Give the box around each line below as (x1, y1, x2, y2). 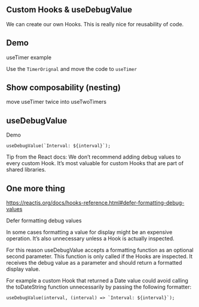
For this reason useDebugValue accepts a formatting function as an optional (6, 247, 194, 254)
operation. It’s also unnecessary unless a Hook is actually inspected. (6, 235, 174, 242)
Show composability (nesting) (6, 83, 121, 93)
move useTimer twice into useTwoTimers (6, 98, 106, 106)
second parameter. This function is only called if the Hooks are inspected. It (6, 253, 193, 260)
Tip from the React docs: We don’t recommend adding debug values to (6, 153, 181, 160)
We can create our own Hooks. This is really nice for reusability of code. (6, 20, 184, 27)
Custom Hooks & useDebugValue (6, 5, 133, 15)
